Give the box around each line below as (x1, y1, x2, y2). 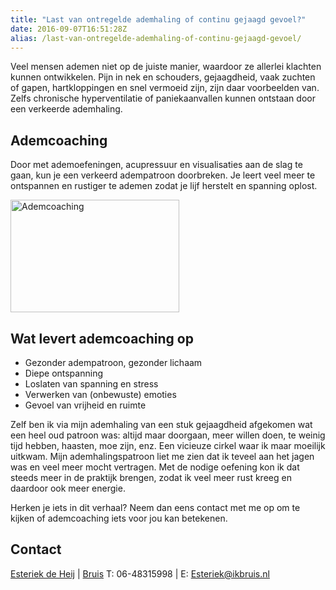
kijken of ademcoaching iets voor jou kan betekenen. (10, 512, 228, 524)
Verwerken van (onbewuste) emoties (24, 389, 177, 400)
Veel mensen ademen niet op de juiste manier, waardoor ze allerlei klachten (10, 61, 322, 73)
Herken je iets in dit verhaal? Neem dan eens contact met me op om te (10, 502, 301, 513)
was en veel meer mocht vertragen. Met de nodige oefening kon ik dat (10, 461, 300, 473)
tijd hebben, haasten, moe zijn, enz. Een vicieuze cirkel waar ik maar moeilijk (10, 440, 326, 451)
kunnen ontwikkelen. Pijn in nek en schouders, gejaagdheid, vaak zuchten (10, 71, 316, 83)
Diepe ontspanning (24, 367, 103, 379)
